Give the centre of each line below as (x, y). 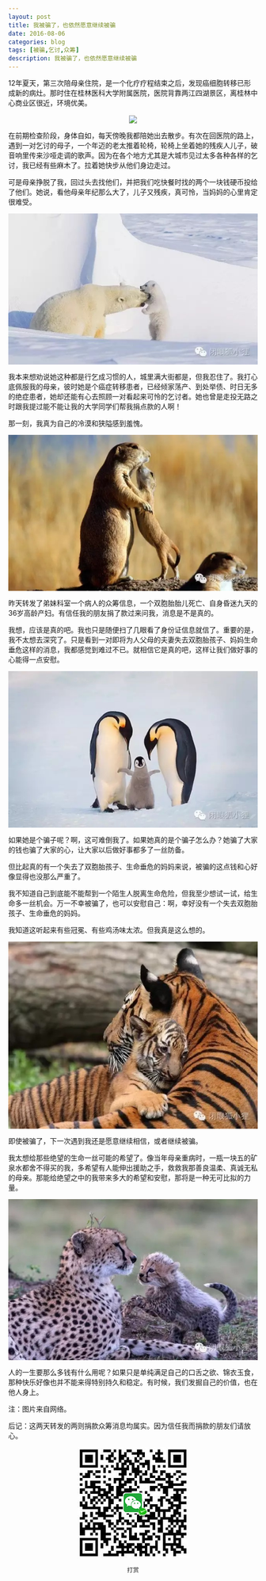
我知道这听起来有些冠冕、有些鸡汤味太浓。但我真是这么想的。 (109, 930)
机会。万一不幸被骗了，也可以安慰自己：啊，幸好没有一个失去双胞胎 (146, 903)
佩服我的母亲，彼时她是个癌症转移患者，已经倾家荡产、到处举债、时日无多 (136, 386)
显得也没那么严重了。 (49, 876)
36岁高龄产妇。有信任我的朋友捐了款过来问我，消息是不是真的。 (113, 613)
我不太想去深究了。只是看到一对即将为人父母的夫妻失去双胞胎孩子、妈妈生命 (133, 640)
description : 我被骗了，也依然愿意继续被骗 (72, 59)
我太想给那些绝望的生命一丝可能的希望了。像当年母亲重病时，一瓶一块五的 (129, 1158)
